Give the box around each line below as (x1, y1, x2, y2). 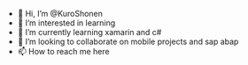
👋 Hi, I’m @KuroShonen (17, 9, 104, 18)
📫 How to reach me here (17, 47, 110, 56)
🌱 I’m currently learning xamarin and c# (17, 27, 162, 37)
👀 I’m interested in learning (17, 18, 116, 28)
